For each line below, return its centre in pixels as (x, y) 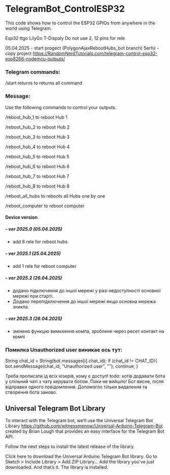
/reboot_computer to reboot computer (45, 206)
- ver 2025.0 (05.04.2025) (34, 229)
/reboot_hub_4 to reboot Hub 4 (38, 147)
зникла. (21, 307)
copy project (19, 53)
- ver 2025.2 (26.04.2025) (34, 278)
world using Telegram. (29, 28)
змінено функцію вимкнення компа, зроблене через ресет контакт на (88, 331)
